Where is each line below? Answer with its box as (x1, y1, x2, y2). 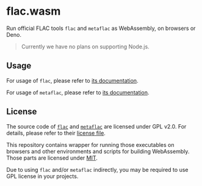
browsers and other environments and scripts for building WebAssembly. (6, 147, 190, 155)
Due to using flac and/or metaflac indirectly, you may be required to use (6, 166, 189, 173)
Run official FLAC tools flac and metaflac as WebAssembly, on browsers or (6, 24, 196, 32)
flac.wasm (6, 4, 61, 18)
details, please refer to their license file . (6, 129, 106, 136)
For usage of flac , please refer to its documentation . (6, 76, 139, 84)
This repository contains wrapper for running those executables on (6, 141, 175, 148)
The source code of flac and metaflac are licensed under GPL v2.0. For (6, 122, 187, 130)
